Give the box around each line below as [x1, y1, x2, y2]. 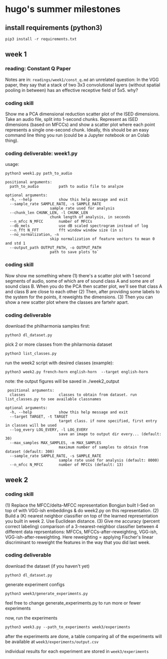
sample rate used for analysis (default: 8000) [58, 458, 160, 463]
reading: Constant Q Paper [5, 65, 71, 72]
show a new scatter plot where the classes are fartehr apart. [5, 299, 129, 305]
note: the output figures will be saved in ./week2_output [5, 378, 120, 384]
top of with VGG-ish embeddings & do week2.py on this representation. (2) [5, 507, 159, 513]
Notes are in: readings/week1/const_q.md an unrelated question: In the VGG [5, 76, 159, 82]
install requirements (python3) [5, 23, 103, 32]
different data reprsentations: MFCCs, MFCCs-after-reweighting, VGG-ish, [5, 529, 158, 535]
